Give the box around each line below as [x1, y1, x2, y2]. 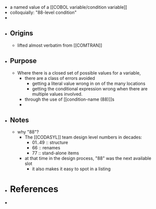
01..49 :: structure [32, 139, 68, 145]
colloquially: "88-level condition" [9, 9, 77, 15]
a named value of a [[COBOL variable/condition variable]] [9, 4, 127, 10]
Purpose [9, 57, 37, 65]
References [9, 183, 58, 195]
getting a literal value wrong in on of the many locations [32, 80, 146, 86]
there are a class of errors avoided [24, 75, 95, 81]
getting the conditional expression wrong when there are [32, 85, 148, 91]
